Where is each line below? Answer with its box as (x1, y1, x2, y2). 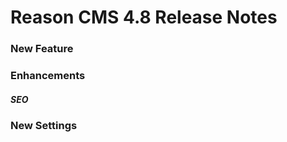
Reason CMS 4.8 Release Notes (10, 6, 278, 29)
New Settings (10, 119, 78, 132)
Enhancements (10, 69, 86, 83)
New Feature (10, 42, 74, 56)
